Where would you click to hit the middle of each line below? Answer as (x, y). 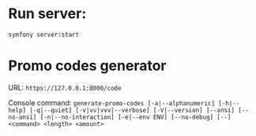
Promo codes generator (87, 66)
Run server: (47, 14)
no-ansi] (23, 117)
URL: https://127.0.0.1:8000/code (65, 87)
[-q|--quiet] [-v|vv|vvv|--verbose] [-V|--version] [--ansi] (132, 110)
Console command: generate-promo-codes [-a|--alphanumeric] (112, 102)
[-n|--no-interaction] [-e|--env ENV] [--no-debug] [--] (136, 117)
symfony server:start (44, 35)
